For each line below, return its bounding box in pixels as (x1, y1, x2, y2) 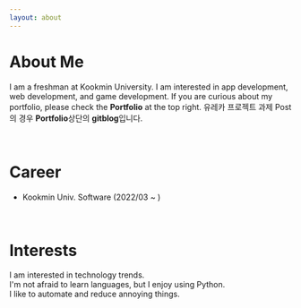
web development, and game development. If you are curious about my (9, 90, 273, 101)
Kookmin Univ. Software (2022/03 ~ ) (21, 192, 161, 202)
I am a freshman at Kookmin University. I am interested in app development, (9, 81, 288, 92)
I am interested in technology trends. (9, 269, 145, 280)
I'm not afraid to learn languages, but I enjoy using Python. (9, 279, 226, 290)
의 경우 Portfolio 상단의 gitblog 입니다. (9, 113, 143, 124)
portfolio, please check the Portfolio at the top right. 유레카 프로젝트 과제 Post (9, 101, 292, 112)
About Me (9, 51, 84, 72)
